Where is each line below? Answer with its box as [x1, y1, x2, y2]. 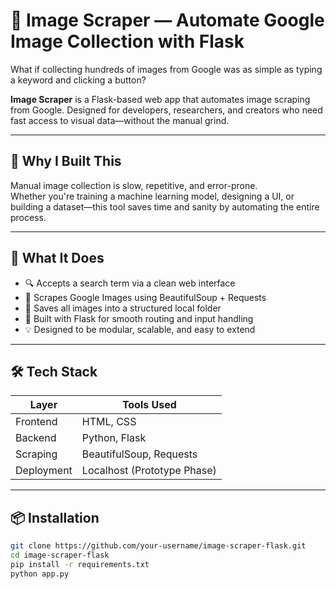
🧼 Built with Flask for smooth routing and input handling [24, 312, 254, 324]
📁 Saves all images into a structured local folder [24, 302, 222, 314]
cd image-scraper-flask [10, 550, 110, 561]
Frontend [15, 415, 58, 429]
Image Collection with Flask [10, 30, 245, 53]
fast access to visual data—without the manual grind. [10, 114, 230, 126]
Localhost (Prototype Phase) [81, 464, 217, 478]
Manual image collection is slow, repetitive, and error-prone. [10, 179, 258, 191]
